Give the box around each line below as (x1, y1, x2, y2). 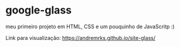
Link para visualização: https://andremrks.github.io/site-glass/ (5, 34, 156, 41)
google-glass (5, 4, 72, 17)
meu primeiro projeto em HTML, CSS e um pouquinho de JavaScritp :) (5, 23, 175, 30)
